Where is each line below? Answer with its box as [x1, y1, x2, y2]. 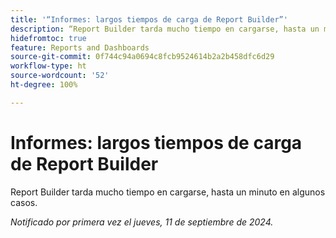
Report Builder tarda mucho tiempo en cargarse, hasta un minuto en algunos [10, 186, 326, 198]
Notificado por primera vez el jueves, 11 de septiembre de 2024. [10, 216, 274, 228]
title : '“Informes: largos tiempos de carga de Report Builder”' [10, 14, 288, 25]
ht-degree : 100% [10, 80, 78, 90]
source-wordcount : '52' [10, 71, 110, 81]
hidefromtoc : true [10, 33, 87, 43]
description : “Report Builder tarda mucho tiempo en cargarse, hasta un [10, 24, 320, 34]
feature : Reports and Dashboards [10, 42, 150, 53]
